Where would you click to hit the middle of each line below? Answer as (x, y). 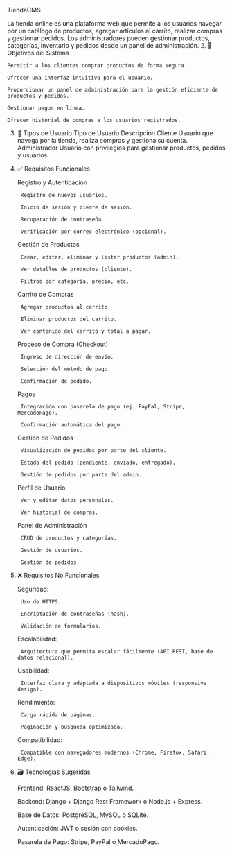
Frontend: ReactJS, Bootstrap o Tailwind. (75, 788)
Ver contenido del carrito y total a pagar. (86, 331)
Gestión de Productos (48, 244)
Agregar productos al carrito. (65, 307)
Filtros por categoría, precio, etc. (75, 282)
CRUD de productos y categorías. (69, 538)
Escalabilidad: (37, 639)
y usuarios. (33, 155)
